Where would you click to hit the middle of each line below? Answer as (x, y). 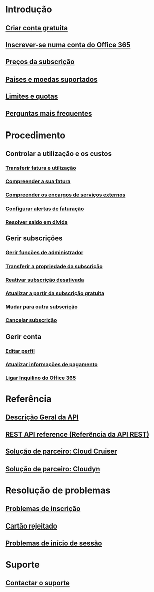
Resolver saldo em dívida (36, 222)
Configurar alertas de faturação (45, 209)
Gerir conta (23, 337)
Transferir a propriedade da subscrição (54, 266)
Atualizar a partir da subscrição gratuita (55, 293)
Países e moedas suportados (51, 79)
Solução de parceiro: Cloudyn (53, 469)
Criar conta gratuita (37, 28)
